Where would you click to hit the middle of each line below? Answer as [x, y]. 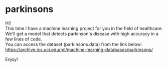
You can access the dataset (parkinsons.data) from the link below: [74, 44]
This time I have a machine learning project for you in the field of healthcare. [84, 28]
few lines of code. [24, 39]
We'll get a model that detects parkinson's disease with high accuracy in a [82, 33]
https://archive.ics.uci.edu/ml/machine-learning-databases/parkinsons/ [79, 49]
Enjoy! [12, 59]
